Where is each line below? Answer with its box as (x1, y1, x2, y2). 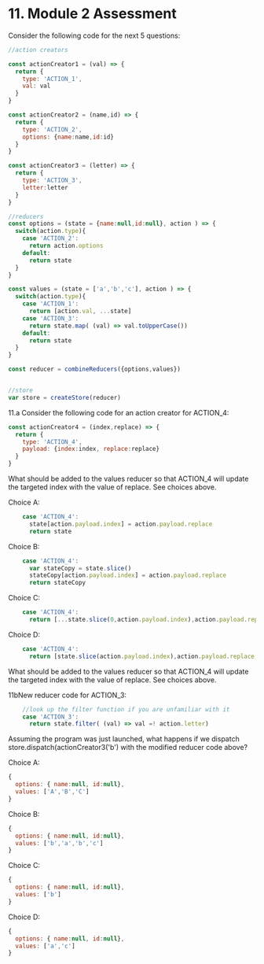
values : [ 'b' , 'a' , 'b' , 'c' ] (15, 839, 104, 847)
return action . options (28, 242, 104, 250)
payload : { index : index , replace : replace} (22, 445, 159, 453)
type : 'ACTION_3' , (22, 176, 82, 185)
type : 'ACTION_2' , (22, 125, 82, 134)
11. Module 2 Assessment (8, 5, 177, 23)
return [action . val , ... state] (28, 308, 132, 316)
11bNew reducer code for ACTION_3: (8, 690, 127, 700)
